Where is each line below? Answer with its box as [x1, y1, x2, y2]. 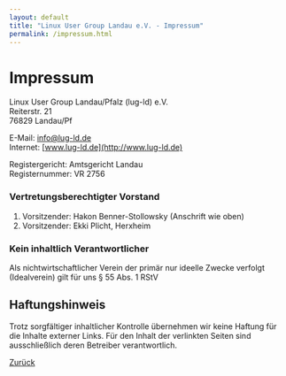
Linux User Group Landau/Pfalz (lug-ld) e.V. [9, 96, 168, 107]
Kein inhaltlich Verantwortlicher [9, 242, 150, 255]
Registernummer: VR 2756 [9, 169, 105, 180]
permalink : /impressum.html [9, 29, 113, 38]
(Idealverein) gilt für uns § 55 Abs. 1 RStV [9, 272, 159, 282]
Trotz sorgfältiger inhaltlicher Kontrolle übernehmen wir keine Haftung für [9, 320, 277, 332]
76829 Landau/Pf [9, 116, 73, 127]
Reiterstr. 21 [9, 106, 52, 117]
